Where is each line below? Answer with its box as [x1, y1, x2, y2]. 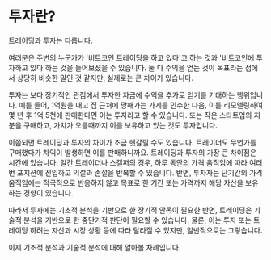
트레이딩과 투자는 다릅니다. [8, 36, 93, 45]
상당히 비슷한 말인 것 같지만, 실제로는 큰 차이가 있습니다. [16, 73, 194, 82]
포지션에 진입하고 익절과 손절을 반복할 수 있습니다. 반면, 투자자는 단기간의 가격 [16, 167, 263, 178]
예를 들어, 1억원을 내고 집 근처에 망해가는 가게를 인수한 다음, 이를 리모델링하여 [19, 100, 263, 110]
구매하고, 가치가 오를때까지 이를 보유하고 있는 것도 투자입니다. [23, 120, 218, 130]
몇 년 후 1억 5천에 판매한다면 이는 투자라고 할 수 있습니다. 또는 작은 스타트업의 [8, 110, 252, 120]
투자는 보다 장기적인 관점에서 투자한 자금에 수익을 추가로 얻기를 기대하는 [8, 90, 235, 99]
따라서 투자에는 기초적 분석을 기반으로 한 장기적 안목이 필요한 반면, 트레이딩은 [8, 205, 252, 215]
